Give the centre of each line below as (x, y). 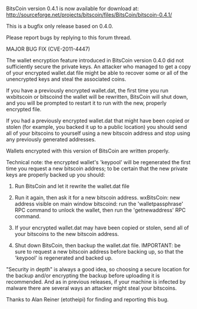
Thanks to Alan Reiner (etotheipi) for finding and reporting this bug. (87, 299)
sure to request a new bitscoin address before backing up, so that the (99, 252)
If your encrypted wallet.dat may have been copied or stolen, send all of (102, 228)
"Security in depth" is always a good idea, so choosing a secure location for (98, 269)
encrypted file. (24, 109)
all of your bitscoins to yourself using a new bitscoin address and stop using (98, 133)
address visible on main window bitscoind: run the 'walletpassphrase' (99, 204)
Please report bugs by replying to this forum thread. (69, 37)
